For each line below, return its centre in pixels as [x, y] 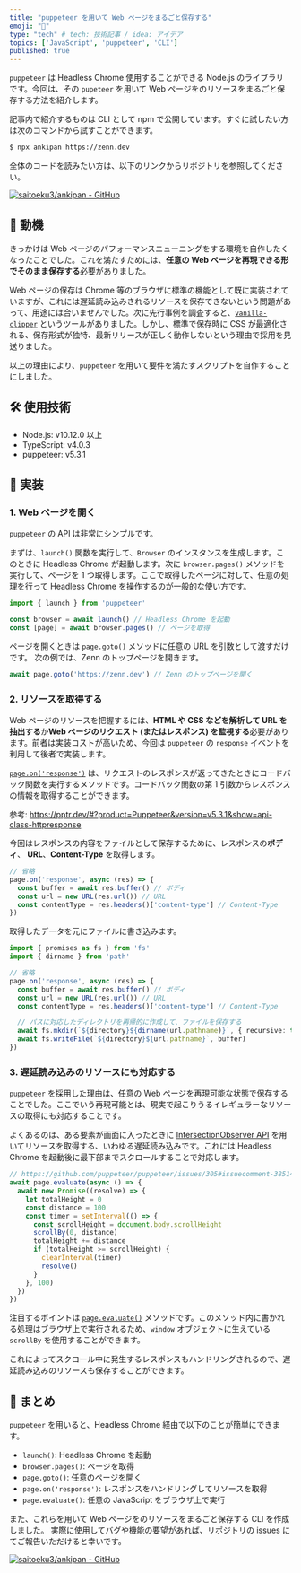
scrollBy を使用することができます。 [77, 1340]
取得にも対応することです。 [76, 1116]
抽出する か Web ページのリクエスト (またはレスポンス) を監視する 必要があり [149, 731]
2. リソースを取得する [56, 699]
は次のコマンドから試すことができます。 [84, 130]
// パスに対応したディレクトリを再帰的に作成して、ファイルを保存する [129, 1022]
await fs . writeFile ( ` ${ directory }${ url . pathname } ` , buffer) [132, 1039]
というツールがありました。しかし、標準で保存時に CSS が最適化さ [164, 323]
